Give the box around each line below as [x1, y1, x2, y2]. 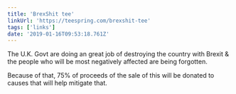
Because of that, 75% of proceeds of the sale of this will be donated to [7, 71, 215, 80]
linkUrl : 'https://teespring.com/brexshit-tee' [7, 17, 151, 24]
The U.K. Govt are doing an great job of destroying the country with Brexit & [7, 50, 230, 58]
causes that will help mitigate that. [7, 79, 108, 88]
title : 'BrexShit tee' [7, 10, 75, 18]
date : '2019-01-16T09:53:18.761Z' [7, 30, 110, 38]
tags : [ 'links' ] [7, 23, 55, 31]
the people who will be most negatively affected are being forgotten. [7, 58, 208, 66]
